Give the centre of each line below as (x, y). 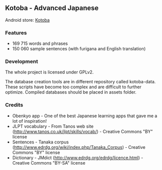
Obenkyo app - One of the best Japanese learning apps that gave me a (85, 116)
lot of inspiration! (29, 121)
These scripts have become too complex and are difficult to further (73, 87)
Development (22, 62)
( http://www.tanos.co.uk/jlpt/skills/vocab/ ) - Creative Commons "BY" (82, 131)
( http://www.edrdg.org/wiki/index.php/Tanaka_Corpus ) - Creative (79, 147)
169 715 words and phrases (40, 43)
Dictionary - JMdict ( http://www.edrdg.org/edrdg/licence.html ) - (78, 158)
